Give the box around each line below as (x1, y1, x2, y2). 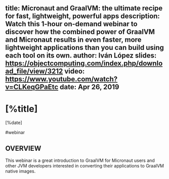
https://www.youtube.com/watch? (5, 75, 118, 84)
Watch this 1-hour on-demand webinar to (5, 20, 138, 28)
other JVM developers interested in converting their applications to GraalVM (5, 163, 164, 169)
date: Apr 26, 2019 (60, 83, 119, 91)
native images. (5, 168, 36, 174)
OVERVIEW (5, 144, 41, 153)
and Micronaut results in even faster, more (5, 35, 142, 44)
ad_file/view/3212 (5, 67, 63, 76)
